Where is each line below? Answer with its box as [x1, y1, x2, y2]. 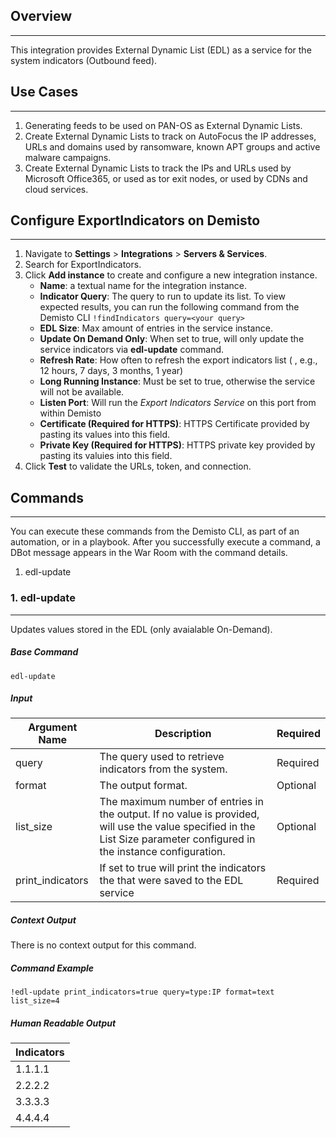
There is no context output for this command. [10, 939, 197, 951]
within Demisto [39, 407, 102, 419]
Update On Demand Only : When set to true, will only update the [39, 333, 305, 345]
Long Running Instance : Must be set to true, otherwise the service [39, 375, 316, 388]
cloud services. [24, 183, 89, 195]
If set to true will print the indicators [99, 861, 267, 875]
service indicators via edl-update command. [39, 344, 225, 356]
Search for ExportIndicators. [24, 259, 142, 271]
